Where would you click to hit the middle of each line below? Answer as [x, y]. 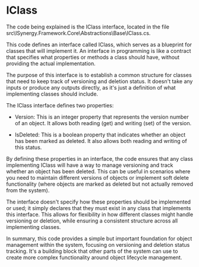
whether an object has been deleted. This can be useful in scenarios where [98, 171]
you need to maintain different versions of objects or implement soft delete [97, 177]
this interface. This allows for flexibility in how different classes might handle [100, 214]
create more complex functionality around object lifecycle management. [94, 257]
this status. [28, 147]
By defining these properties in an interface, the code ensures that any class [99, 158]
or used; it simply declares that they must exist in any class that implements [99, 208]
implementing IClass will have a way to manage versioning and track [90, 165]
